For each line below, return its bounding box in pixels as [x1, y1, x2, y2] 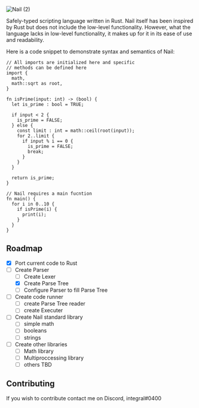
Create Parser [14, 266, 50, 273]
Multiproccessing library [23, 354, 84, 361]
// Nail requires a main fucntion [6, 191, 93, 197]
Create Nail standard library [14, 313, 83, 321]
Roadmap [6, 243, 43, 254]
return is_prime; [11, 175, 55, 181]
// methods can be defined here [6, 65, 87, 71]
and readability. [6, 37, 45, 43]
